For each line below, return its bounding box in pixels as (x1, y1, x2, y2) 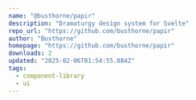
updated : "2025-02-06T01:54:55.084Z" (8, 57, 136, 65)
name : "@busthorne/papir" (8, 11, 95, 20)
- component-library (15, 72, 85, 80)
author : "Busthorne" (8, 34, 78, 43)
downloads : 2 (8, 49, 52, 57)
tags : (8, 65, 27, 73)
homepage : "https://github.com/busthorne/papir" (8, 42, 175, 50)
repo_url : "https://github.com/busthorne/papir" (8, 27, 175, 35)
